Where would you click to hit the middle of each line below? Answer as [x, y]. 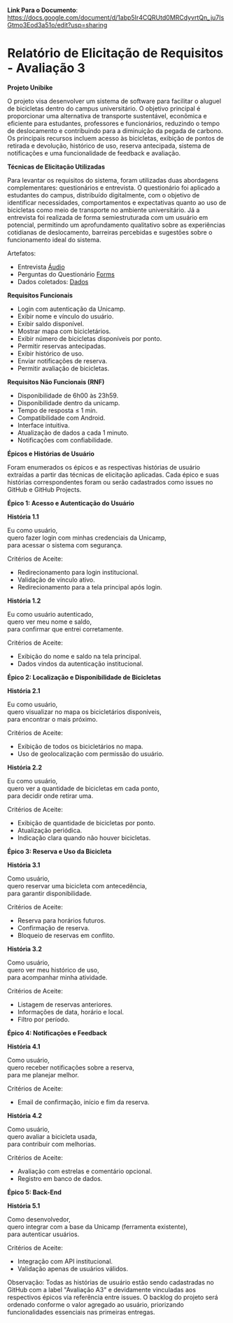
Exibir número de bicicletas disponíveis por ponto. [90, 338]
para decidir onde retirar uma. [50, 796]
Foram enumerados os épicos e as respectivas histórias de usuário [104, 467]
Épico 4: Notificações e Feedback [57, 1032]
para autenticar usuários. [43, 1234]
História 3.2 [24, 948]
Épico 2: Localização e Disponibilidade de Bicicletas [84, 677]
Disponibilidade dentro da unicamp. [69, 402]
